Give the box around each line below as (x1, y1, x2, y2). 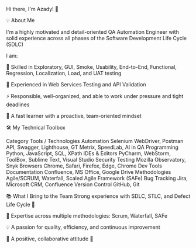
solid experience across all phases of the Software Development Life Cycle (6, 35, 187, 41)
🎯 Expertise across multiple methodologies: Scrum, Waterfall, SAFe (6, 212, 168, 219)
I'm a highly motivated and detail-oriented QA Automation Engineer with (6, 29, 180, 35)
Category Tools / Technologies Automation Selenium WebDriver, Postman (6, 138, 184, 144)
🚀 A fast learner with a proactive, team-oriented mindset (6, 113, 142, 119)
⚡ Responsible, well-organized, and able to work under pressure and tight (6, 93, 184, 99)
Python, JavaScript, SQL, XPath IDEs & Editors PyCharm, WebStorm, (6, 150, 171, 157)
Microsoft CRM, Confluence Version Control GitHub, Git (6, 181, 140, 188)
